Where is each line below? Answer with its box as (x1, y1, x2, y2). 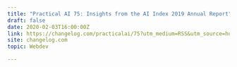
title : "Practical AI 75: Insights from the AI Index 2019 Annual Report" (7, 10, 232, 18)
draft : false (7, 17, 46, 24)
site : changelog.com (7, 37, 68, 44)
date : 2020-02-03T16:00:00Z (7, 23, 90, 30)
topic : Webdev (7, 43, 49, 50)
